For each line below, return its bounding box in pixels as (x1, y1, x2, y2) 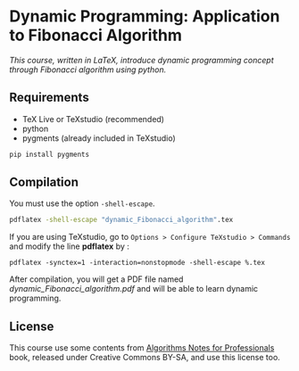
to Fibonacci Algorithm (9, 25, 183, 45)
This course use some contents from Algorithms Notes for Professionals (9, 342, 275, 353)
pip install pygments (9, 150, 90, 159)
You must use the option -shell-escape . (9, 198, 155, 209)
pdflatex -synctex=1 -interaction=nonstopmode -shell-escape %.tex (9, 259, 266, 268)
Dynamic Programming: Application (9, 6, 280, 27)
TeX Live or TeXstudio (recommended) (21, 113, 165, 124)
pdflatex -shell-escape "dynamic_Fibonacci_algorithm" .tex (9, 216, 234, 225)
